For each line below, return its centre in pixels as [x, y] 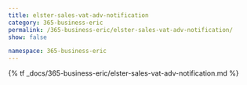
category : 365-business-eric [56, 23]
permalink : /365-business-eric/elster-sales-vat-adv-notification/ [121, 30]
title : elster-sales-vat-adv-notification [78, 15]
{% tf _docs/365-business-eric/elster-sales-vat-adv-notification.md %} [123, 73]
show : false [27, 37]
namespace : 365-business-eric [58, 51]
